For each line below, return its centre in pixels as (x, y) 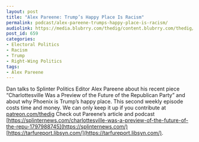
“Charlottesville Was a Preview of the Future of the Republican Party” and (96, 95)
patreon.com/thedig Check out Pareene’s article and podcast (81, 114)
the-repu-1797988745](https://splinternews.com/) (67, 127)
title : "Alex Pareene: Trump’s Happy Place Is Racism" (75, 17)
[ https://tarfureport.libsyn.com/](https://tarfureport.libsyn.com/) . (85, 133)
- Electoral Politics (33, 45)
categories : (21, 39)
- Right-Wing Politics (34, 61)
